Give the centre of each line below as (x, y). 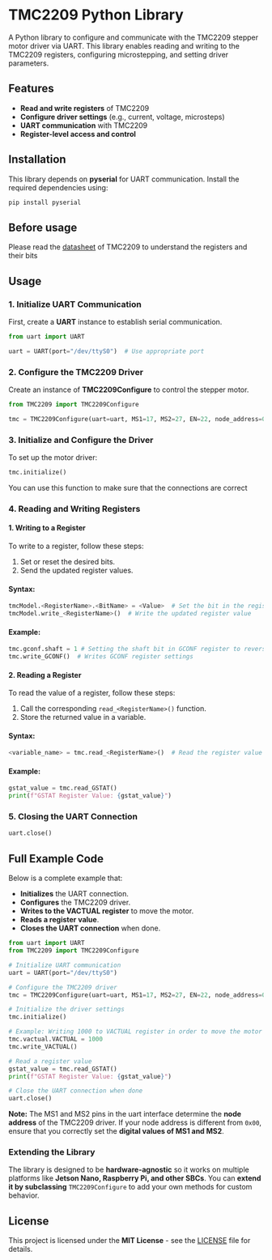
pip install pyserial (45, 202)
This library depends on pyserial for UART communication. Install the (124, 179)
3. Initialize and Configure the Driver (81, 440)
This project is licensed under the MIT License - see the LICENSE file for (130, 1241)
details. (21, 1249)
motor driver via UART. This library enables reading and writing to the (124, 45)
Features (31, 89)
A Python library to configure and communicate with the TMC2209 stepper (134, 37)
